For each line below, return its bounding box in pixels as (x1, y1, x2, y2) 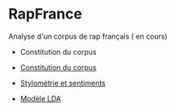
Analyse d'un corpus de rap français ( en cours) (8, 31, 168, 41)
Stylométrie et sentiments (19, 78, 106, 88)
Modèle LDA (19, 93, 62, 103)
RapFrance (8, 5, 82, 23)
